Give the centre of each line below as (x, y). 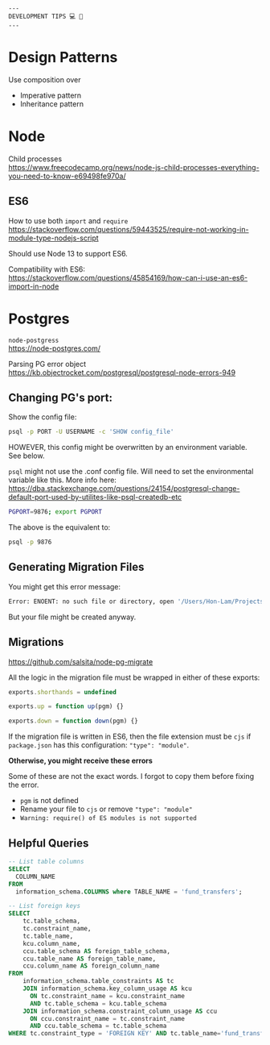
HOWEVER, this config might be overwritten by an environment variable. (128, 448)
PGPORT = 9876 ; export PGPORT (55, 512)
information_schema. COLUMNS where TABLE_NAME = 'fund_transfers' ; (129, 892)
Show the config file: (43, 417)
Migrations (36, 642)
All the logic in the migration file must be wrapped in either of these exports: (134, 677)
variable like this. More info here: (62, 480)
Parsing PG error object (47, 364)
